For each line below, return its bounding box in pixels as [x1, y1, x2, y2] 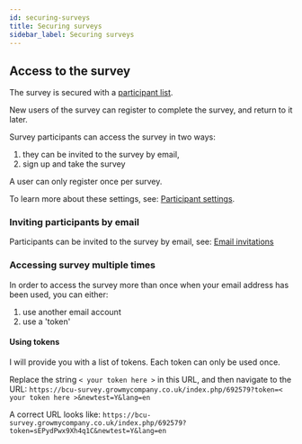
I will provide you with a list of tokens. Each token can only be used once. [9, 357, 280, 367]
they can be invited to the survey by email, [22, 150, 180, 160]
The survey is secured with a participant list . [9, 87, 173, 98]
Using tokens [9, 337, 60, 348]
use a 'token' [22, 316, 71, 327]
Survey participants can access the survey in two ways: [9, 131, 216, 142]
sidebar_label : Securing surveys [9, 30, 135, 39]
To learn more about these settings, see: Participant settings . [9, 194, 235, 204]
